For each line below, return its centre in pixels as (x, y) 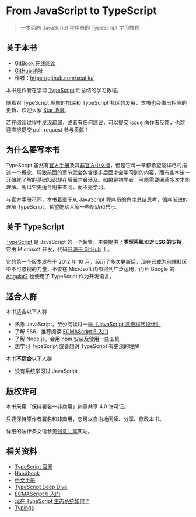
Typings (24, 508)
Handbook (27, 473)
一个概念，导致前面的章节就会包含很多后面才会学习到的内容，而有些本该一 (100, 172)
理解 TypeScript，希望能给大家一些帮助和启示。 (63, 206)
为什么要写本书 (33, 150)
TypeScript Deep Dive (41, 487)
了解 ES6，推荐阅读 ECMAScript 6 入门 (62, 332)
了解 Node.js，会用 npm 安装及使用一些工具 (67, 339)
